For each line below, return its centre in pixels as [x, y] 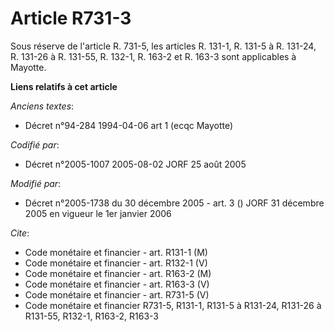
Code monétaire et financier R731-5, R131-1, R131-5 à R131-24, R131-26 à [173, 305]
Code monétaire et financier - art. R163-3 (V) [117, 284]
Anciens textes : [42, 106]
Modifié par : [36, 183]
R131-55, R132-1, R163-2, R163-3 [91, 316]
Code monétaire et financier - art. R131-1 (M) [116, 252]
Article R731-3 [71, 18]
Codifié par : [35, 144]
